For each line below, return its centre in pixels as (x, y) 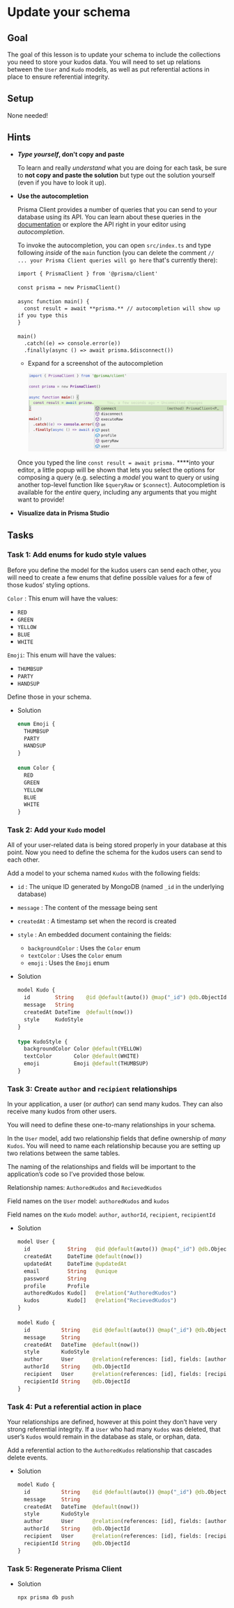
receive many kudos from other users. (62, 1111)
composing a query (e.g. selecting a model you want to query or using (118, 477)
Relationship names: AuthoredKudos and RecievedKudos (85, 1188)
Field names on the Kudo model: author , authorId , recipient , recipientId (111, 1215)
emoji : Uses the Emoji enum (69, 963)
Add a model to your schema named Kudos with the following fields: (104, 873)
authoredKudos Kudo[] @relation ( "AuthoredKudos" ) (100, 1293)
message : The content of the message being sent (87, 908)
